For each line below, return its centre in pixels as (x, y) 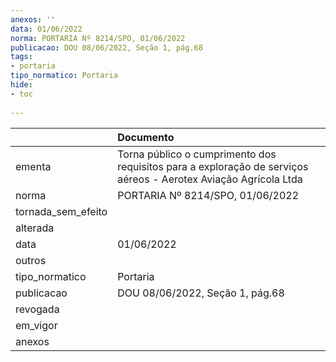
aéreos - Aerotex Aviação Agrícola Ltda (210, 179)
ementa (33, 166)
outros (31, 260)
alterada (35, 228)
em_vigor (36, 325)
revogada (37, 309)
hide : (21, 85)
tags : (21, 57)
